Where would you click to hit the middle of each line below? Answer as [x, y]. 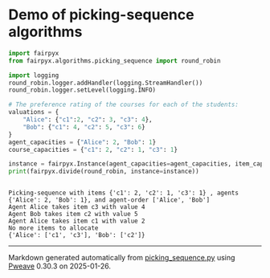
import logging [34, 75]
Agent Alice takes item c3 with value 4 [77, 207]
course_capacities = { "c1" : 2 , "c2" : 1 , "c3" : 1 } [93, 149]
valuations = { [34, 112]
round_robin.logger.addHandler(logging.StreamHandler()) [106, 83]
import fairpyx [34, 53]
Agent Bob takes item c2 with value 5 [73, 215]
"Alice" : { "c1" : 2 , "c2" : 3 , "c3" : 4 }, [88, 120]
